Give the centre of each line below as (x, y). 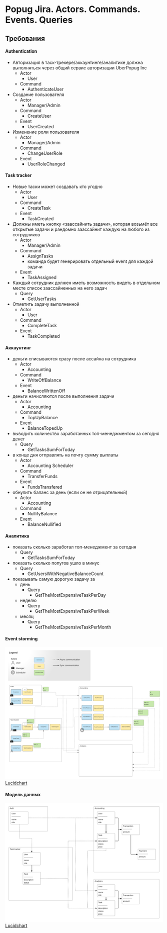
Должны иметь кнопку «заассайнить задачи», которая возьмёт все (85, 224)
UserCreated (40, 126)
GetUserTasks (42, 299)
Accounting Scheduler (50, 465)
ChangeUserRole (45, 153)
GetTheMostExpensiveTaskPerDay (70, 595)
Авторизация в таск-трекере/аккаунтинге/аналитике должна (78, 62)
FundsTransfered (45, 487)
